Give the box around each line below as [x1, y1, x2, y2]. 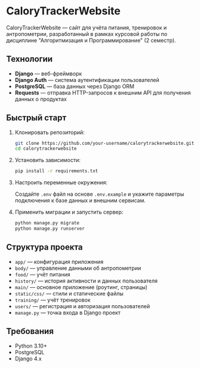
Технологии [6, 54, 53, 64]
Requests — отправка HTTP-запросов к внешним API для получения [14, 89, 191, 96]
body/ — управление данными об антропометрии [14, 264, 141, 272]
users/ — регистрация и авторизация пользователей [14, 302, 150, 309]
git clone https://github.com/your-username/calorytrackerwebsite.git [14, 140, 195, 146]
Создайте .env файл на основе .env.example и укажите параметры [14, 190, 184, 198]
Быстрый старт [6, 112, 67, 123]
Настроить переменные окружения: [14, 179, 108, 186]
